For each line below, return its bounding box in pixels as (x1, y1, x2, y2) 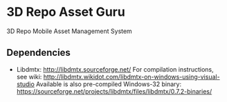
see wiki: (16, 72, 42, 81)
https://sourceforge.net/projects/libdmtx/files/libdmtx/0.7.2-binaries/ (16, 87, 212, 95)
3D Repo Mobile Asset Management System (6, 27, 132, 35)
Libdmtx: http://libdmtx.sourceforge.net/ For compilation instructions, (16, 65, 214, 73)
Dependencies (6, 47, 71, 59)
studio (16, 80, 35, 88)
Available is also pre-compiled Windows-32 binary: (36, 80, 181, 88)
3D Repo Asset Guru (6, 4, 125, 20)
